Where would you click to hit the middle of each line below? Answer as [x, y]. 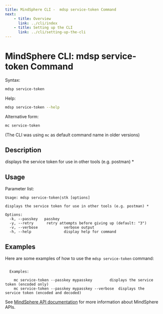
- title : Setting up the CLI [43, 28]
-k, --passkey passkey [35, 219]
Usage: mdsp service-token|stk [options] [48, 198]
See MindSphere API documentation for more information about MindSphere [82, 302]
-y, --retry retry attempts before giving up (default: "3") [78, 223]
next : [10, 14]
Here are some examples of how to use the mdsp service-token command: [80, 258]
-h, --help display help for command [63, 232]
